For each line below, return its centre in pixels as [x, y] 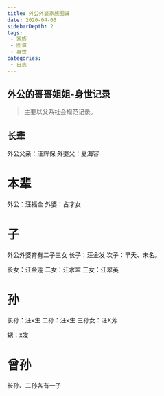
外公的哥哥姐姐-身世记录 [59, 95]
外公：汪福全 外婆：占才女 [44, 204]
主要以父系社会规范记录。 [60, 112]
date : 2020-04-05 [32, 20]
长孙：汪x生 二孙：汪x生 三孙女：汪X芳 [62, 320]
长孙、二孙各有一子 [34, 385]
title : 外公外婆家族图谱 [38, 13]
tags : [15, 33]
